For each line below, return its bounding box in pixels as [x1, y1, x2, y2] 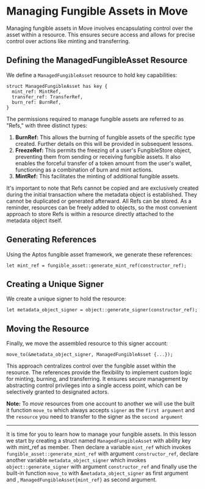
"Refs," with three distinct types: [6, 121, 87, 129]
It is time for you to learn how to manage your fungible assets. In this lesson [6, 430, 197, 438]
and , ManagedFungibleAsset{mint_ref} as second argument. [6, 476, 157, 484]
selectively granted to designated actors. [6, 388, 109, 396]
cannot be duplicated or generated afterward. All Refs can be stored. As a [6, 197, 192, 205]
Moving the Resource [6, 324, 90, 334]
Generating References [6, 234, 96, 245]
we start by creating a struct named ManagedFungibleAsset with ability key [6, 437, 191, 444]
